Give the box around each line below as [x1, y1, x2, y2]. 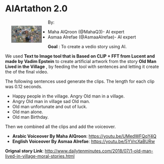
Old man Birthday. [12, 114, 49, 120]
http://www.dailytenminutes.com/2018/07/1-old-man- [44, 148, 154, 154]
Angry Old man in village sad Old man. [12, 98, 90, 104]
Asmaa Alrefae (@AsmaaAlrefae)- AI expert [47, 34, 136, 40]
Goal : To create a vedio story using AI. [47, 43, 127, 49]
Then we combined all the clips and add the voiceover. [5, 124, 116, 130]
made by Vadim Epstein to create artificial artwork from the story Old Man [5, 58, 157, 64]
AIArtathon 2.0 [5, 3, 68, 14]
